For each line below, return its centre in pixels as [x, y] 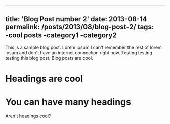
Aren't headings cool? [28, 116]
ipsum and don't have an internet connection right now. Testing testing [79, 53]
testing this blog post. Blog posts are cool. [49, 58]
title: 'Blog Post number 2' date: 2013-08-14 [76, 19]
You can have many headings [68, 102]
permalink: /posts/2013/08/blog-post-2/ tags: [80, 27]
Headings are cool [44, 79]
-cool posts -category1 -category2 [61, 35]
